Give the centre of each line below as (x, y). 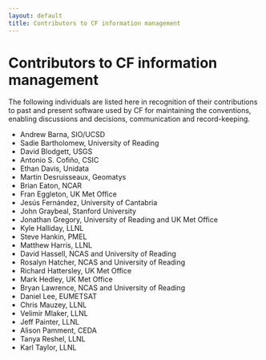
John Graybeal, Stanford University (78, 211)
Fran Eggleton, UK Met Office (69, 194)
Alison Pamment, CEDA (58, 330)
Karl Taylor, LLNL (48, 348)
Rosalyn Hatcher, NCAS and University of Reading (103, 262)
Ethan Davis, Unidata (54, 168)
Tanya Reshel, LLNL (52, 339)
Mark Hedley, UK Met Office (66, 279)
